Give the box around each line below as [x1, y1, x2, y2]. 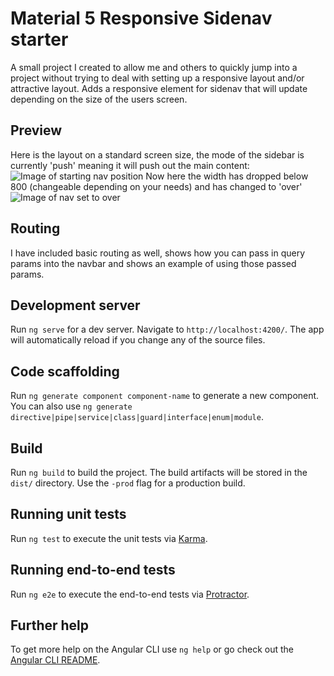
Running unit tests [10, 506, 127, 523]
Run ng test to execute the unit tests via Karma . [10, 532, 208, 544]
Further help [10, 617, 90, 634]
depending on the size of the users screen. [10, 93, 188, 105]
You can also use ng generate [10, 400, 133, 412]
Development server [10, 297, 141, 314]
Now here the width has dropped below [145, 170, 309, 182]
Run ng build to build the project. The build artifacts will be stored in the [10, 467, 308, 478]
